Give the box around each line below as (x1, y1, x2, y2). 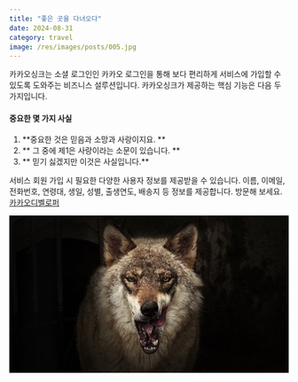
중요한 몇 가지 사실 (9, 113, 73, 123)
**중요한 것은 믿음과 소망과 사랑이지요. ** (21, 134, 166, 145)
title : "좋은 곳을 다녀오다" (9, 14, 102, 23)
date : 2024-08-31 (9, 23, 74, 33)
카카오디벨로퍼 (9, 198, 60, 208)
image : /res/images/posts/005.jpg (9, 43, 137, 51)
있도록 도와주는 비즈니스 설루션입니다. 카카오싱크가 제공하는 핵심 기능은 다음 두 (9, 80, 282, 90)
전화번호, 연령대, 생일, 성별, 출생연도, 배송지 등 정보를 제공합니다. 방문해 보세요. (9, 186, 283, 197)
